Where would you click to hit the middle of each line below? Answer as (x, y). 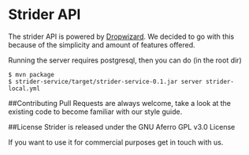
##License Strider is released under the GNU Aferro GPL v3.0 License (122, 127)
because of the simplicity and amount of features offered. (102, 44)
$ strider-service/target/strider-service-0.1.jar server (105, 81)
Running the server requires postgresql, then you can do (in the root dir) (125, 60)
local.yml (24, 89)
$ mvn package (32, 74)
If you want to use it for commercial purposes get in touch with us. (116, 142)
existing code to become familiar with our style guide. (95, 112)
